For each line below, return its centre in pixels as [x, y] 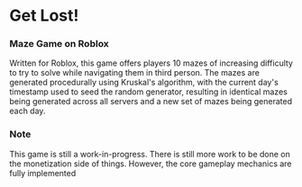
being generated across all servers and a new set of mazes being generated [151, 102]
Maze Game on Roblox [59, 44]
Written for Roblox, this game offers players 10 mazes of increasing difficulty [151, 63]
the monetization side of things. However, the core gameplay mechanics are [151, 164]
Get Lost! [44, 16]
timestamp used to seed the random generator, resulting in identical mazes [149, 92]
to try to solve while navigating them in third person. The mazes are [134, 73]
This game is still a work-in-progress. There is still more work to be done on [150, 154]
